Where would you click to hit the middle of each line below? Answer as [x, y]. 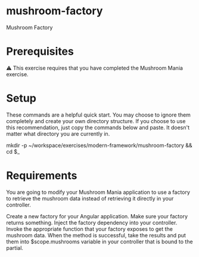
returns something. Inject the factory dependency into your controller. [92, 222]
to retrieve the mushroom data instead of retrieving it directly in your [90, 198]
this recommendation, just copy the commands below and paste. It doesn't [98, 127]
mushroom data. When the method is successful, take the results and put [96, 235]
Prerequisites [40, 51]
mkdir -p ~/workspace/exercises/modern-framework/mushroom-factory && [99, 145]
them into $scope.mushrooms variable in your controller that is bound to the [99, 242]
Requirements [42, 175]
